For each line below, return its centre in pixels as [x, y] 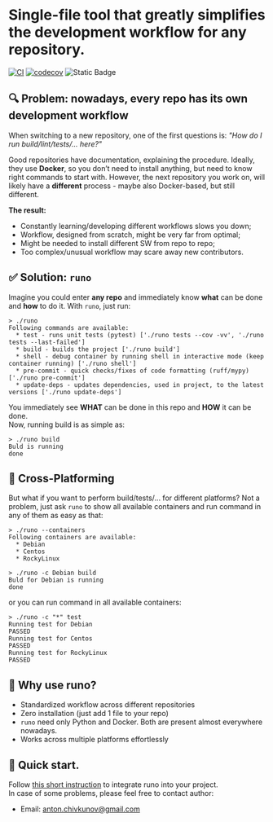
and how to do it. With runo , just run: [70, 306]
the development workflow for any [128, 32]
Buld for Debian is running [56, 580]
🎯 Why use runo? [53, 685]
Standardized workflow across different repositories [108, 705]
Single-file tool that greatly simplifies [137, 15]
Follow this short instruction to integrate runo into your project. [113, 785]
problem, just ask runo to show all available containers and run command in [135, 507]
